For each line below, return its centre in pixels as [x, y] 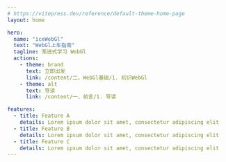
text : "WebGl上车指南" [44, 46]
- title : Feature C [42, 142]
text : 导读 [40, 91]
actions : [26, 58]
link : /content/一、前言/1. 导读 [71, 97]
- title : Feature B [42, 129]
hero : [15, 33]
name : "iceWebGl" [39, 39]
